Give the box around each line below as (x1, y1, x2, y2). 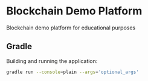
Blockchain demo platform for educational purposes (6, 24, 136, 31)
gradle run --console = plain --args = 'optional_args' (6, 69, 139, 75)
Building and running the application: (6, 57, 98, 64)
